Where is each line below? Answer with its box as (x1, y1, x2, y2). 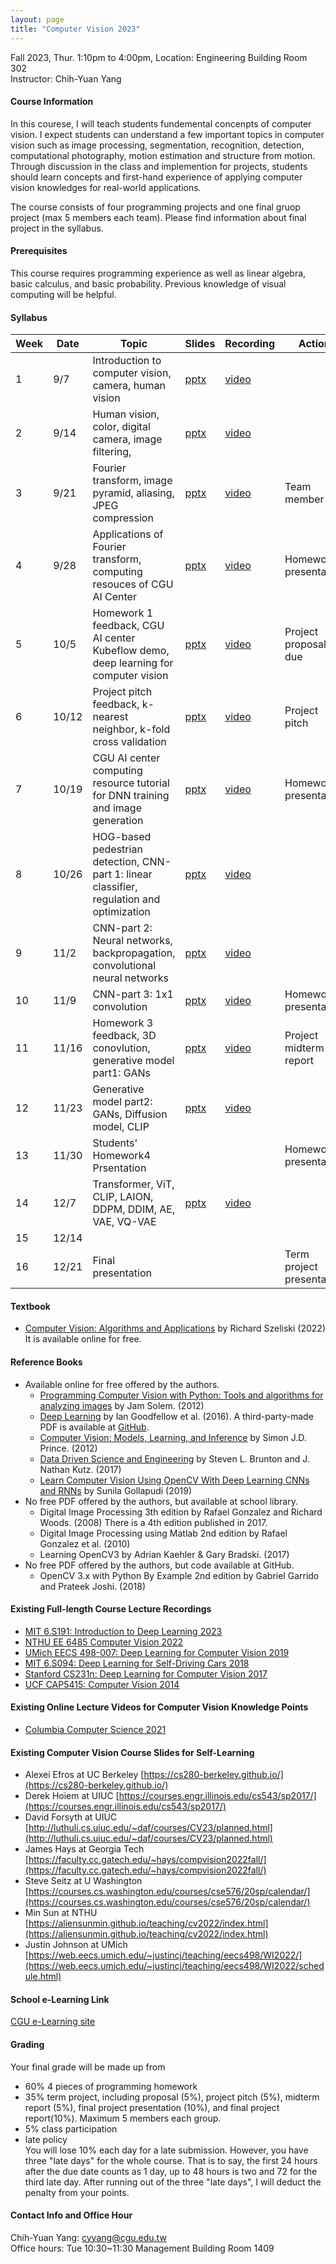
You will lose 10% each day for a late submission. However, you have (24, 2144, 309, 2156)
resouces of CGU (92, 577, 174, 591)
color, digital (92, 420, 151, 434)
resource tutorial (92, 776, 170, 790)
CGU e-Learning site (10, 2016, 96, 2028)
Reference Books (10, 1356, 83, 1368)
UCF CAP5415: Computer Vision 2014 (24, 1678, 180, 1690)
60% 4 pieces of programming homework (24, 2080, 198, 2092)
